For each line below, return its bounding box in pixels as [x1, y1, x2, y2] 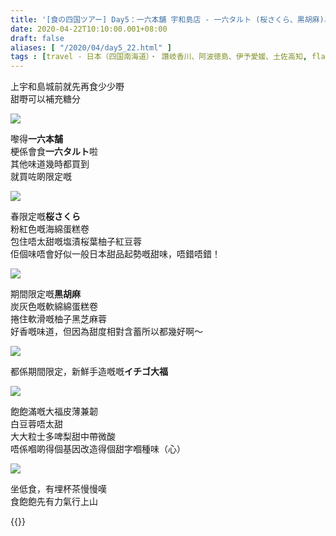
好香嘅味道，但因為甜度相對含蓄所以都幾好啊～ [10, 326, 203, 338]
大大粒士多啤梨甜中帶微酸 [10, 431, 116, 443]
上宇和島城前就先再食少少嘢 [10, 81, 125, 93]
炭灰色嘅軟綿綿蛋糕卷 [10, 301, 98, 313]
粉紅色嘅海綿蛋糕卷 [10, 223, 90, 235]
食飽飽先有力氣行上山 [10, 496, 98, 508]
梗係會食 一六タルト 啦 [10, 146, 98, 158]
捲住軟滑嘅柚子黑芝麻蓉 [10, 313, 107, 325]
